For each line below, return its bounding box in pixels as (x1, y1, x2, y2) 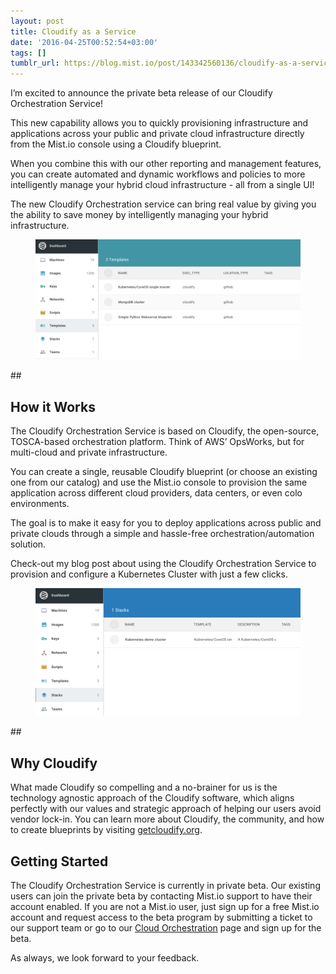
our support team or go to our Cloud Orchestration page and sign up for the (10, 922, 322, 934)
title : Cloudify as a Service (10, 26, 137, 37)
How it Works (10, 398, 96, 415)
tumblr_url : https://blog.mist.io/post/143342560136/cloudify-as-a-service (10, 58, 333, 69)
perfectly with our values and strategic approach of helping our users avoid (10, 803, 322, 815)
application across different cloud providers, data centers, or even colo (10, 487, 303, 499)
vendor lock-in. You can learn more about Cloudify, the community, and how (10, 813, 325, 825)
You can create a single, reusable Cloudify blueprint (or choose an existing (10, 466, 318, 478)
